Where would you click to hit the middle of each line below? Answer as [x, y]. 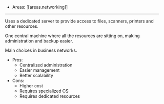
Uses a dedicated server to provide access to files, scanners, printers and [79, 21]
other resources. [22, 26]
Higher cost [31, 86]
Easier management [40, 70]
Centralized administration [46, 65]
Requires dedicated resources [50, 96]
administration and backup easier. [39, 41]
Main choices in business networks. [41, 50]
